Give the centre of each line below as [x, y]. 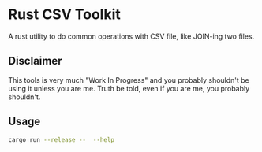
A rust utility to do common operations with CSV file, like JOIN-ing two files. [131, 36]
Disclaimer [35, 61]
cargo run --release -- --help [61, 139]
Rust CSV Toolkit [64, 15]
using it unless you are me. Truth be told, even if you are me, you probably [129, 88]
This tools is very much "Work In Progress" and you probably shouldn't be [129, 80]
